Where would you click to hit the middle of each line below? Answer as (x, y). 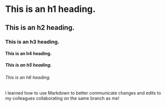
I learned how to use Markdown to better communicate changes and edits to (83, 93)
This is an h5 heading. (28, 65)
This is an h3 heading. (32, 42)
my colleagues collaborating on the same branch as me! (62, 98)
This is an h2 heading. (40, 28)
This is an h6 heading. (28, 78)
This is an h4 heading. (28, 54)
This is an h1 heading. (50, 9)
